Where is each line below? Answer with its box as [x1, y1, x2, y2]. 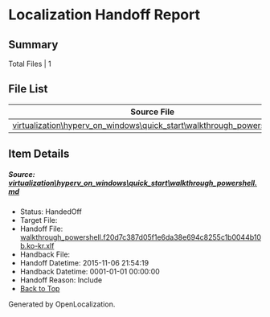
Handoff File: [19, 224, 63, 234]
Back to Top [19, 284, 60, 294]
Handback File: [19, 249, 71, 259]
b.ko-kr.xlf [19, 241, 55, 251]
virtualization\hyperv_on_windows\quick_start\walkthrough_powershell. [8, 178, 257, 187]
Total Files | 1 [8, 59, 51, 68]
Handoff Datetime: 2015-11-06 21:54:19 [19, 258, 149, 268]
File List [8, 82, 48, 96]
